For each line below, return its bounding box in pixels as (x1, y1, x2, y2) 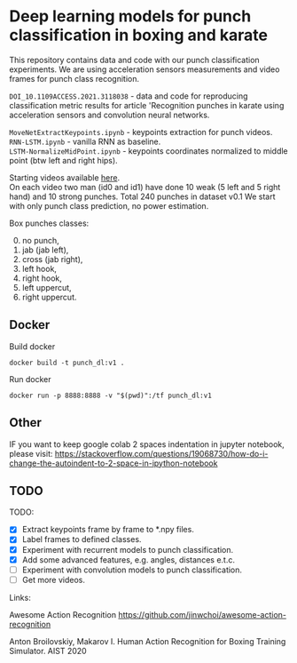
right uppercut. (21, 292, 77, 302)
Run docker (9, 373, 51, 384)
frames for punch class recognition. (9, 73, 140, 84)
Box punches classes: (9, 218, 90, 228)
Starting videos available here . (9, 172, 121, 183)
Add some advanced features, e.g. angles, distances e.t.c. (21, 554, 235, 565)
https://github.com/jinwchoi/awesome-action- (118, 609, 286, 619)
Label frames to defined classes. (21, 534, 142, 545)
